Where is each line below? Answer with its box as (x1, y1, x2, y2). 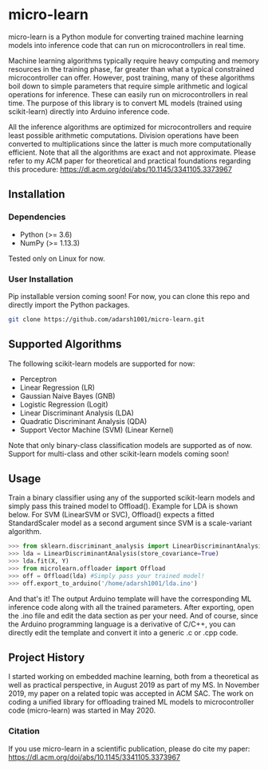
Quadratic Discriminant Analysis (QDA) (19, 416, 148, 426)
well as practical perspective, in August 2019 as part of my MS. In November (8, 680, 260, 690)
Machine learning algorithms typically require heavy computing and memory (8, 56, 259, 65)
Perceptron (19, 374, 57, 383)
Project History (8, 651, 85, 665)
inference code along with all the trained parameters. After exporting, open (8, 602, 254, 611)
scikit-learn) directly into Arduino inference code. (8, 106, 170, 116)
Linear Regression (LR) (19, 383, 96, 392)
